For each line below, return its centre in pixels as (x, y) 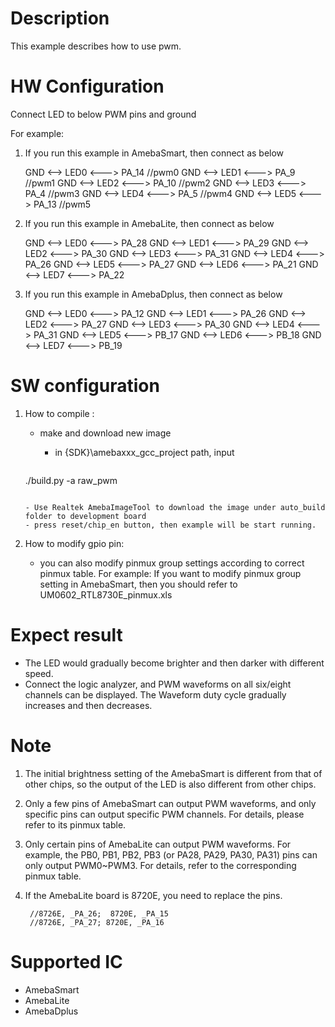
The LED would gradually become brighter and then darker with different (174, 663)
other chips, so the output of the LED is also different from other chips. (170, 784)
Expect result (66, 635)
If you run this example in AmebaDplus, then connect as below (153, 294)
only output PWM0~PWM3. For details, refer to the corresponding (160, 865)
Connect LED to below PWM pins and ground (103, 114)
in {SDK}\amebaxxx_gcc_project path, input (144, 452)
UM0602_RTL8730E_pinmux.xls (106, 594)
